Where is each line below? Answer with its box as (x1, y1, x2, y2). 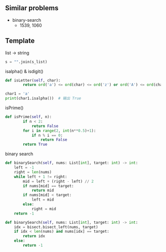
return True (23, 142, 48, 147)
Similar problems (5, 4, 59, 12)
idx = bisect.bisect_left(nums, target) (14, 224, 98, 229)
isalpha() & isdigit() (5, 68, 43, 74)
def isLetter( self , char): (5, 78, 61, 83)
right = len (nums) (14, 169, 52, 174)
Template (5, 37, 35, 45)
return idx (23, 234, 45, 239)
